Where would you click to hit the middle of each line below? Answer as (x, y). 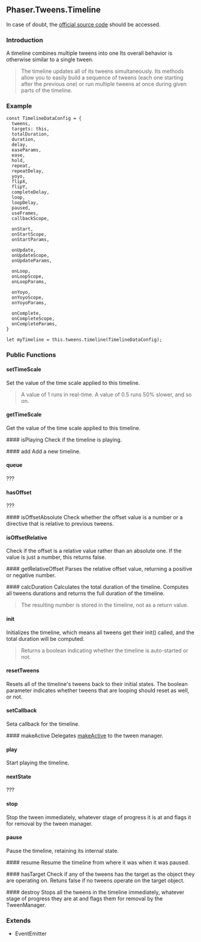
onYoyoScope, (28, 298)
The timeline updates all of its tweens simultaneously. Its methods (102, 71)
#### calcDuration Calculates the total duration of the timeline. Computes (97, 587)
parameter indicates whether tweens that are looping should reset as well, (98, 690)
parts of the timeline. (46, 90)
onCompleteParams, (35, 324)
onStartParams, (31, 240)
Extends (19, 920)
